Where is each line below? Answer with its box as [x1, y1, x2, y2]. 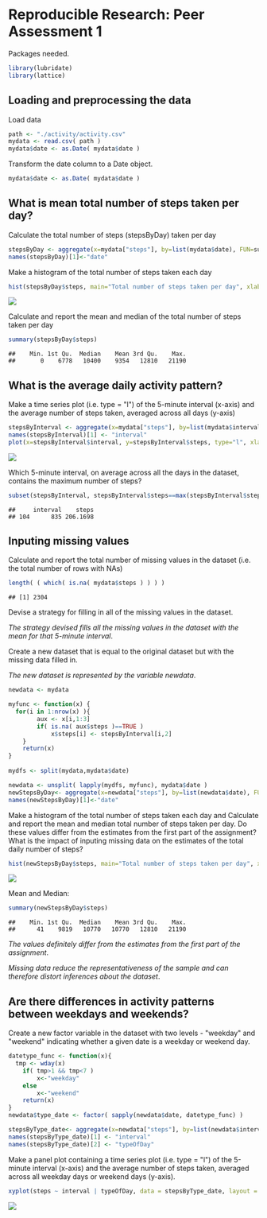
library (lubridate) [8, 64, 73, 72]
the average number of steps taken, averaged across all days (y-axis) [8, 408, 236, 418]
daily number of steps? [8, 844, 83, 854]
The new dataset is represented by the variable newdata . [8, 670, 196, 681]
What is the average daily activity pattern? [8, 378, 223, 392]
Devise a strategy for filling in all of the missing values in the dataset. [8, 607, 234, 617]
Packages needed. [8, 48, 70, 58]
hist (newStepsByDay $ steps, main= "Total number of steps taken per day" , [8, 859, 254, 867]
